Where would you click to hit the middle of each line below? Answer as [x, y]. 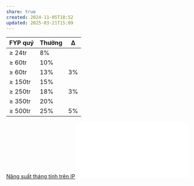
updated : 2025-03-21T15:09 [40, 23]
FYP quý [22, 43]
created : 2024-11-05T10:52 [40, 17]
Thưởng [51, 43]
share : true [21, 12]
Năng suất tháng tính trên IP [41, 176]
